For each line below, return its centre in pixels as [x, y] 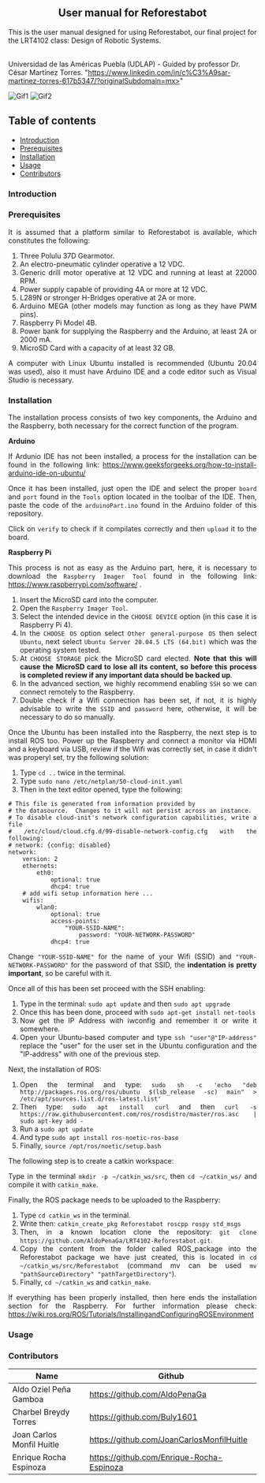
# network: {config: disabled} [60, 846]
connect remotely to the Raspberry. [77, 692]
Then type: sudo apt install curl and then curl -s [138, 1107]
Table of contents [52, 121]
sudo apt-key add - [52, 1122]
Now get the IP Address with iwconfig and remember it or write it [138, 1021]
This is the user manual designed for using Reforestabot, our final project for [132, 32]
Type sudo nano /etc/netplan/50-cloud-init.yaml [101, 781]
